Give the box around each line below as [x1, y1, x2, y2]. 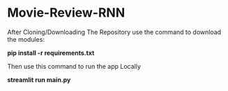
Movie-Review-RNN [7, 5, 126, 21]
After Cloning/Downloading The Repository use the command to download [7, 28, 222, 36]
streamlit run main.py [7, 75, 71, 84]
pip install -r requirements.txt [7, 49, 95, 57]
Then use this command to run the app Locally [7, 62, 142, 70]
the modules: [7, 35, 45, 43]
